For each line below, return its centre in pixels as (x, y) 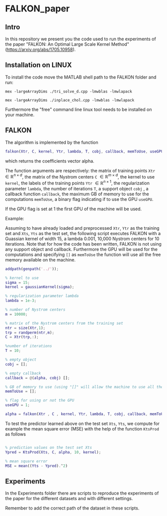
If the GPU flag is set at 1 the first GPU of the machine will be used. (74, 209)
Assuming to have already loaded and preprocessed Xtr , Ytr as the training (83, 228)
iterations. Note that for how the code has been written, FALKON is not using (83, 244)
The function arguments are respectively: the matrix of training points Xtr (80, 171)
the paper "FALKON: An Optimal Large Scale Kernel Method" (67, 44)
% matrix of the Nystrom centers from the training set (64, 323)
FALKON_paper (38, 9)
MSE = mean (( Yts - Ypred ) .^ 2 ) (37, 466)
